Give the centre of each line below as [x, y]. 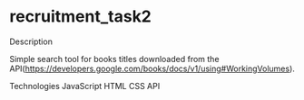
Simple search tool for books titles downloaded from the [114, 59]
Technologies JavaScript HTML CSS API [85, 86]
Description [31, 41]
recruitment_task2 [81, 17]
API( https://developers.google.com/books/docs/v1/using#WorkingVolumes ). [152, 68]
